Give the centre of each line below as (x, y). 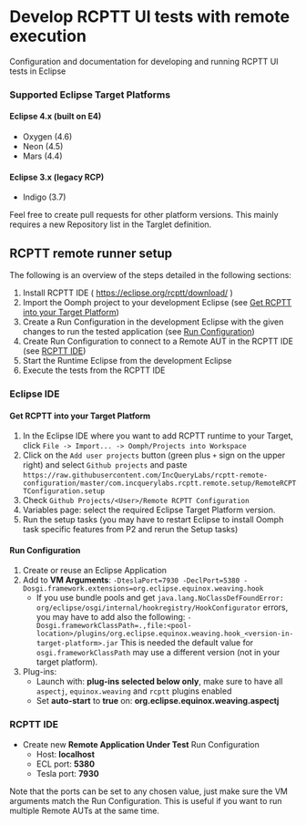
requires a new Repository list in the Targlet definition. (111, 224)
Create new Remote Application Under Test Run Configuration (141, 744)
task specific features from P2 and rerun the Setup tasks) (130, 530)
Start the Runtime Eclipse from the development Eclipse (127, 361)
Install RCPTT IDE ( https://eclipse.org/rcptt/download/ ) (128, 293)
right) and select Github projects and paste (105, 465)
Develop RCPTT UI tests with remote (149, 17)
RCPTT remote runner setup (91, 253)
